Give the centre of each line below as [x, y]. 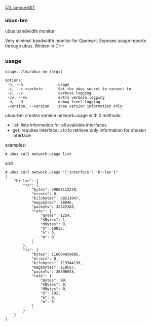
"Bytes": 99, [54, 281]
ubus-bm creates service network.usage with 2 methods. [63, 116]
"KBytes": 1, [54, 220]
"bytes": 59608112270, [55, 190]
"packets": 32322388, [54, 207]
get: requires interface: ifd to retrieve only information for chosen [79, 130]
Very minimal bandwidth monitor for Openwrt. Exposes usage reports [76, 41]
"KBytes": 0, [54, 285]
